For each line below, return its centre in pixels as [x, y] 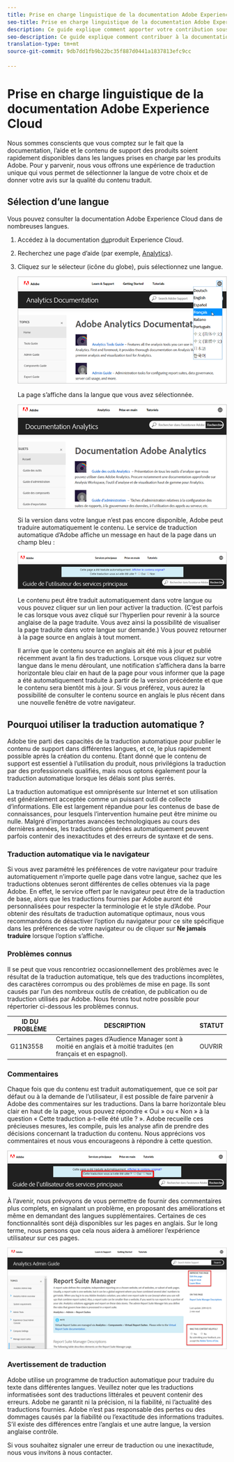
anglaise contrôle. [33, 1431]
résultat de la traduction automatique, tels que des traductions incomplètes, [116, 977]
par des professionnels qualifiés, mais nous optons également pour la [107, 771]
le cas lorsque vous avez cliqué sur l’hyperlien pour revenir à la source [118, 615]
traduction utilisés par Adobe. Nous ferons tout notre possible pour [103, 999]
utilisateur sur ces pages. [44, 1238]
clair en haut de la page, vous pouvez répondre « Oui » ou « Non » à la [109, 1112]
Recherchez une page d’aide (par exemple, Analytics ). [95, 253]
